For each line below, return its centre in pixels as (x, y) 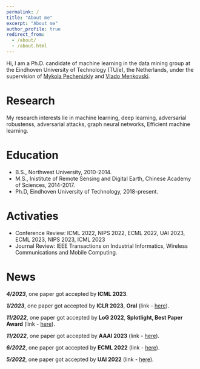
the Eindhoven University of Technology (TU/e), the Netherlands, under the (100, 69)
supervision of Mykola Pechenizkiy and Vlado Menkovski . (78, 76)
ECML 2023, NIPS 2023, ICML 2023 (60, 239)
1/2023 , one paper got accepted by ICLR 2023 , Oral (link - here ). (88, 306)
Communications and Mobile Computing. (66, 252)
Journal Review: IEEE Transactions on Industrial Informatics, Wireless (101, 246)
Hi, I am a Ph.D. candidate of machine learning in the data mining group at (98, 63)
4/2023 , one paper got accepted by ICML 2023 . (67, 293)
